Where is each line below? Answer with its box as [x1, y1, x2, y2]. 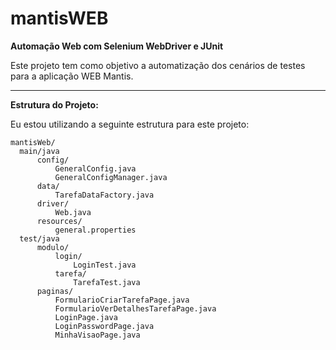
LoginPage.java [54, 312, 118, 322]
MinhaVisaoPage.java [54, 330, 141, 340]
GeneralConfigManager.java [54, 172, 168, 182]
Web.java [54, 207, 92, 217]
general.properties [54, 225, 137, 235]
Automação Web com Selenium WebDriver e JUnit [10, 40, 224, 52]
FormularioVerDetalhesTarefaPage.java [54, 303, 217, 314]
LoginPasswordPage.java [54, 321, 155, 331]
